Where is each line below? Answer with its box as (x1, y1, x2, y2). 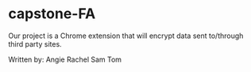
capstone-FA (8, 5, 96, 23)
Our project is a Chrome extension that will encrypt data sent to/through (8, 31, 244, 40)
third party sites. (8, 39, 62, 48)
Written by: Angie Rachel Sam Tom (8, 55, 122, 64)
